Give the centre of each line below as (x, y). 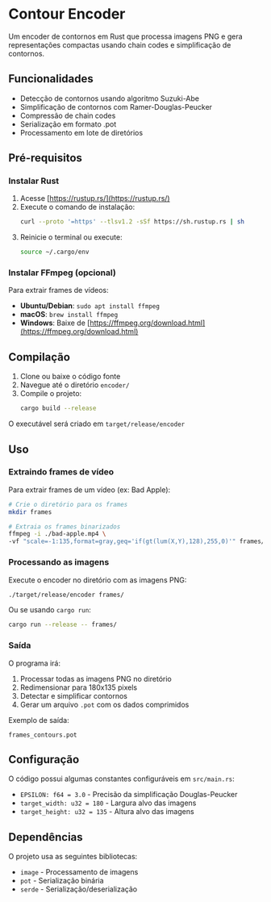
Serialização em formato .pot (68, 124)
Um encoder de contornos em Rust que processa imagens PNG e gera (126, 36)
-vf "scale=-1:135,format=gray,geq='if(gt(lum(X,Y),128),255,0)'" (122, 541)
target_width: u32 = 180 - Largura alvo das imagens (108, 803)
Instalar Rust (34, 181)
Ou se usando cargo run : (50, 610)
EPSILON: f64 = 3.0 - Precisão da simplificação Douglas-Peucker (129, 795)
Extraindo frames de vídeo (61, 472)
